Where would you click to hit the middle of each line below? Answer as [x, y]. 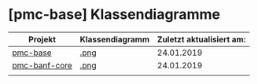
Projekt [42, 39]
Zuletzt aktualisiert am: [201, 39]
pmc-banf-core [42, 65]
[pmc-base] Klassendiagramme [114, 15]
